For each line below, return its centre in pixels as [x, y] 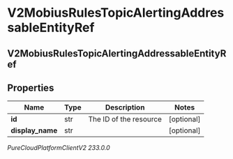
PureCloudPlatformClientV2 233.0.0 [59, 148]
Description [125, 107]
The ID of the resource [125, 119]
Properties [31, 88]
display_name [34, 130]
